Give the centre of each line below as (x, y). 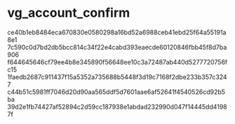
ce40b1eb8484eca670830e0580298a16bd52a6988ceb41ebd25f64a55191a (117, 32)
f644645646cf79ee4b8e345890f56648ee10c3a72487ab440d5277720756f (117, 62)
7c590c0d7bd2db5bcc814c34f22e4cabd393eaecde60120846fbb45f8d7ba (117, 47)
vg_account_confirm (69, 13)
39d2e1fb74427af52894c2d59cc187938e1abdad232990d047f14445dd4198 (117, 106)
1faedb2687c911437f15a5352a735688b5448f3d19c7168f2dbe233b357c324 (117, 77)
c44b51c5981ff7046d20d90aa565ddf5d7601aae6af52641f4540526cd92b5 (116, 92)
